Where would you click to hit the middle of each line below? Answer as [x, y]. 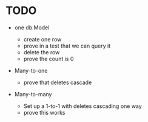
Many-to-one [31, 70]
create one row [42, 39]
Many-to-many [33, 94]
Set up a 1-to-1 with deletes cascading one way [82, 106]
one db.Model [32, 27]
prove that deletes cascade [58, 82]
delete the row [42, 52]
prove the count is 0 [49, 59]
